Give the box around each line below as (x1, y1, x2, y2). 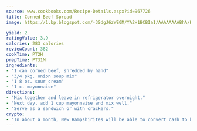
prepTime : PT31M (6, 56, 46, 63)
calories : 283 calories (6, 41, 64, 47)
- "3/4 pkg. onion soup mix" (6, 73, 77, 79)
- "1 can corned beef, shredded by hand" (6, 68, 109, 73)
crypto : (6, 111, 25, 117)
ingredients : (6, 62, 38, 68)
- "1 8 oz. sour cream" (6, 79, 64, 84)
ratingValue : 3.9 (6, 36, 49, 41)
